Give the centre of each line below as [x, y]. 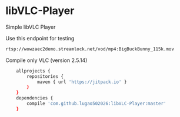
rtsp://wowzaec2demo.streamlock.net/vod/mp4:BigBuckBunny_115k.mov [90, 49]
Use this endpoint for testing [40, 38]
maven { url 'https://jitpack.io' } [82, 82]
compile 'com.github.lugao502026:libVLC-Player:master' [96, 104]
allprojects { [33, 71]
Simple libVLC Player [31, 27]
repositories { [45, 76]
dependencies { [35, 98]
